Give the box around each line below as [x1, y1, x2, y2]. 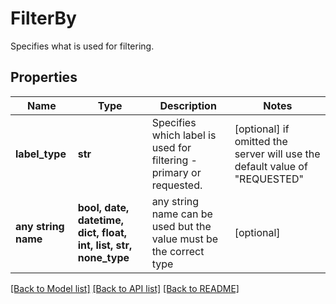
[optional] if [234, 122, 290, 136]
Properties [10, 69, 78, 86]
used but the [151, 219, 212, 233]
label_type [15, 147, 67, 161]
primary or [151, 165, 202, 179]
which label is [151, 128, 217, 142]
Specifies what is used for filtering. [10, 40, 155, 52]
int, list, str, [77, 238, 133, 252]
